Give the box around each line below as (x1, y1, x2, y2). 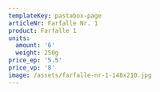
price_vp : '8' (8, 64, 56, 72)
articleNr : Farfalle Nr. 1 (8, 19, 98, 27)
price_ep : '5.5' (8, 57, 62, 65)
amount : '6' (15, 42, 56, 50)
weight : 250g (15, 49, 59, 57)
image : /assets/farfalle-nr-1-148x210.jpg (8, 71, 152, 79)
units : (8, 34, 30, 42)
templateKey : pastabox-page (8, 11, 102, 20)
